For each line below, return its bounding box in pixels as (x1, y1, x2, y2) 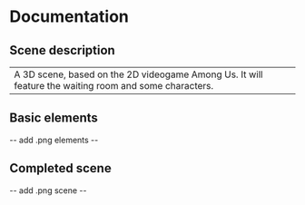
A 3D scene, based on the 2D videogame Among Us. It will (14, 68, 263, 81)
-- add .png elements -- (9, 134, 99, 145)
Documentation (9, 6, 130, 27)
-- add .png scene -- (9, 184, 87, 196)
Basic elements (9, 111, 98, 126)
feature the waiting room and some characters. (14, 80, 214, 92)
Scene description (9, 43, 115, 58)
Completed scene (9, 161, 112, 176)
